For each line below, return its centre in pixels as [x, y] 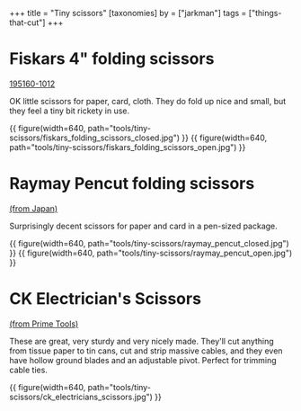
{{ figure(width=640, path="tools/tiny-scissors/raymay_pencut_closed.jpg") [149, 243]
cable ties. [28, 370]
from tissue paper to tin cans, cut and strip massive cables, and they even [146, 351]
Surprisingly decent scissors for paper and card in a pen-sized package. [144, 226]
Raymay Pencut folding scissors [132, 184]
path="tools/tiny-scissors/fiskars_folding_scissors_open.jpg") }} [128, 147]
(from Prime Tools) [44, 324]
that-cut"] [27, 22]
